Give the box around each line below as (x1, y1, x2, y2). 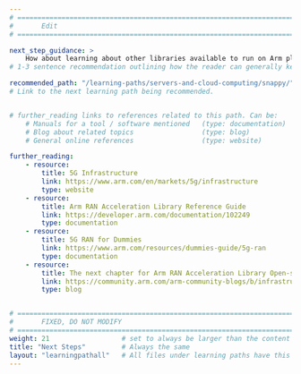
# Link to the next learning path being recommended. (9, 87, 215, 96)
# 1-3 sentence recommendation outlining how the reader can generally (9, 63, 282, 72)
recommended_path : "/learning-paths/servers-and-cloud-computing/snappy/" (9, 79, 295, 88)
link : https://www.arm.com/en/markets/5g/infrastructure (41, 177, 258, 186)
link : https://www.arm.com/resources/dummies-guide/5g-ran (41, 243, 267, 252)
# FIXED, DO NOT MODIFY (9, 318, 123, 327)
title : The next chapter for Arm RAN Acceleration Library (41, 268, 267, 277)
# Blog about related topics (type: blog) (25, 127, 251, 137)
